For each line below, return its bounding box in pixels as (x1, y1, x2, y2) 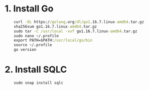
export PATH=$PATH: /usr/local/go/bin (14, 38, 93, 43)
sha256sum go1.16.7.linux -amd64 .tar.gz (14, 24, 97, 29)
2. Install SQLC (5, 64, 67, 75)
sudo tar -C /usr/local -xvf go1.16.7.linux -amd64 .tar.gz (14, 28, 137, 34)
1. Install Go (5, 3, 54, 14)
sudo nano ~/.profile (14, 33, 59, 38)
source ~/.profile (14, 43, 52, 48)
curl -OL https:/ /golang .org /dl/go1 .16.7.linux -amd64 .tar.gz (14, 19, 144, 24)
